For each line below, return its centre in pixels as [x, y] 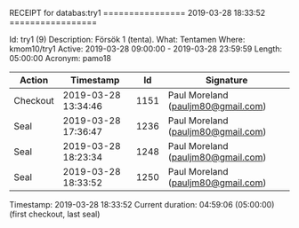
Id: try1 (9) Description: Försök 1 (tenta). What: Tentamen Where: [127, 39]
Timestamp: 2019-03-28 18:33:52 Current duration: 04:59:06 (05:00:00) [142, 204]
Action [34, 80]
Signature [226, 80]
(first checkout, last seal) [55, 214]
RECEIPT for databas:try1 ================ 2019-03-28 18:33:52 [137, 13]
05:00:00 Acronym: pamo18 [60, 58]
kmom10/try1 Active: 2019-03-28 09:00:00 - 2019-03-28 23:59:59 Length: [146, 49]
